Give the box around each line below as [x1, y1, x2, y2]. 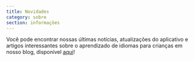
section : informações [6, 20, 60, 25]
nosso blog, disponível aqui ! [6, 49, 75, 56]
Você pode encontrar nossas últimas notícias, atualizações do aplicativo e [6, 36, 189, 43]
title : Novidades [6, 8, 50, 15]
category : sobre [6, 14, 47, 20]
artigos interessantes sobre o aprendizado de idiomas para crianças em [6, 42, 183, 49]
